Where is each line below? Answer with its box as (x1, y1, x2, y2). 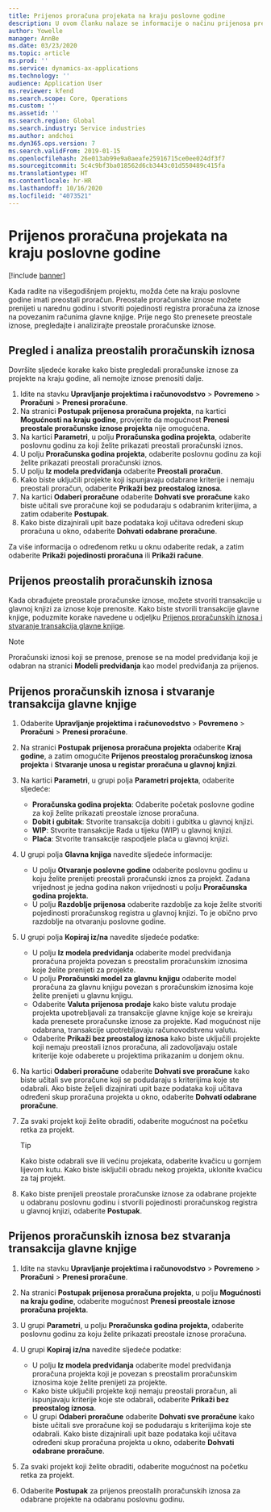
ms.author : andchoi (8, 132, 74, 140)
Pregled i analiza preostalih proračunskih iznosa (8, 344, 256, 357)
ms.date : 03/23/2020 (8, 42, 78, 50)
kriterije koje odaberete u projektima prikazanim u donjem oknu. (31, 1050, 244, 1060)
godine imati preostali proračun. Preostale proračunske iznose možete (8, 294, 242, 304)
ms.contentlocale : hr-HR (8, 177, 92, 186)
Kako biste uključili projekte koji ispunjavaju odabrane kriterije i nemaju (19, 475, 256, 485)
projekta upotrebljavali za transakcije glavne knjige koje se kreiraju (31, 1008, 252, 1017)
